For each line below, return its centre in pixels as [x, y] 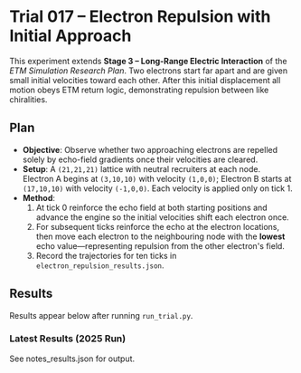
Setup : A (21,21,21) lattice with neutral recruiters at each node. [141, 168]
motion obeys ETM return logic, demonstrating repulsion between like [139, 90]
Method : [39, 197]
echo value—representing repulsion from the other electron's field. [160, 245]
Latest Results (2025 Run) [68, 339]
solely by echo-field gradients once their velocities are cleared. [140, 159]
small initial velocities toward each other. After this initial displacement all [145, 80]
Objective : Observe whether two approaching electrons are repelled [150, 149]
